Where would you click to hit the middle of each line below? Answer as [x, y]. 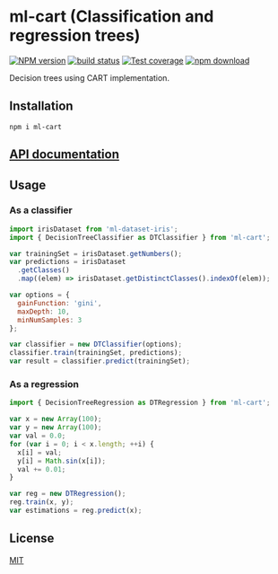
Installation [41, 106]
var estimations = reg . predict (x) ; [76, 510]
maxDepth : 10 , [43, 312]
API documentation [64, 155]
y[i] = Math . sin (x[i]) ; [61, 461]
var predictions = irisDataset [68, 262]
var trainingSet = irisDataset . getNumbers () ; [96, 253]
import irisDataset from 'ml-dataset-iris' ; [94, 229]
